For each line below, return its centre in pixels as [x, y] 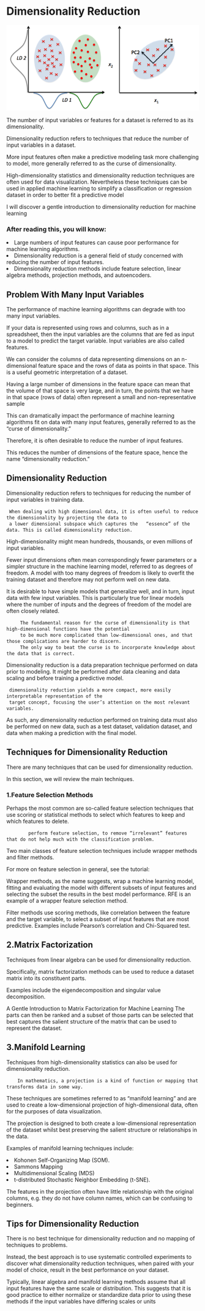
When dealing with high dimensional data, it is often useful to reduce [104, 512]
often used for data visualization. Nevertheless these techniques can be [97, 182]
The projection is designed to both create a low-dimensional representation [102, 1123]
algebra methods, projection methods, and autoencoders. [79, 275]
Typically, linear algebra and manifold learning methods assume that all [96, 1282]
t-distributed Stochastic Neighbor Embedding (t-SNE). [82, 1180]
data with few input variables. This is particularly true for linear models [95, 597]
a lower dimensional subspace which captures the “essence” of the [99, 524]
